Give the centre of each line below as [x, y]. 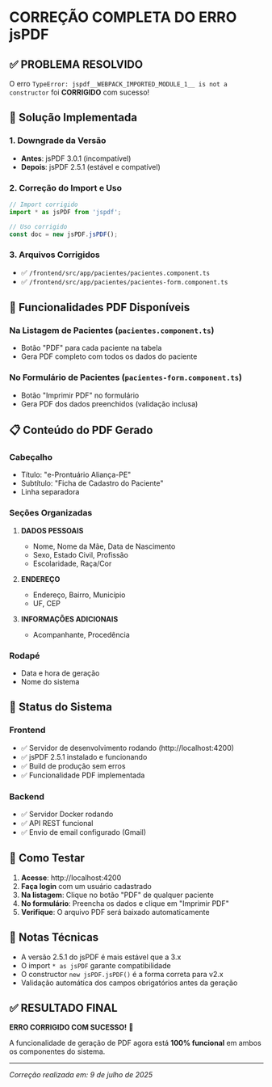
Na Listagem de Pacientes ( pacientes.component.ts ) [112, 331]
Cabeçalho [31, 457]
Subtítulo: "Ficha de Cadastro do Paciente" [92, 483]
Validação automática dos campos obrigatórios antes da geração [129, 983]
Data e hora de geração [60, 673]
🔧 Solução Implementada [73, 118]
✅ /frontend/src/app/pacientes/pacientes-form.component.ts [124, 281]
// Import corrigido [44, 204]
